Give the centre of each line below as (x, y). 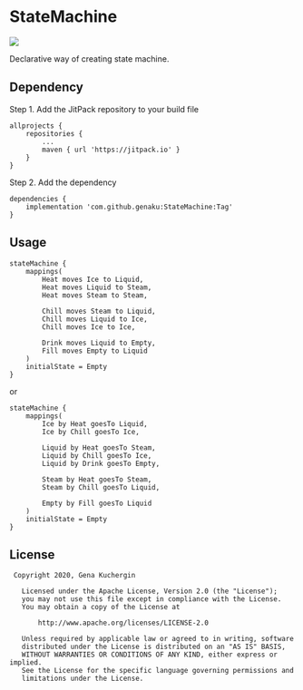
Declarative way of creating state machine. (89, 58)
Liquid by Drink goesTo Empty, (101, 463)
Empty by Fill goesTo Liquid (97, 503)
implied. (26, 663)
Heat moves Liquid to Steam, (97, 287)
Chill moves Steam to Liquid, (99, 311)
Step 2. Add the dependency (63, 182)
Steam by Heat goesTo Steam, (97, 479)
